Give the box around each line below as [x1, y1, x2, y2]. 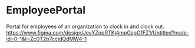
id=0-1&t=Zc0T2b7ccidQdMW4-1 [6, 35, 87, 42]
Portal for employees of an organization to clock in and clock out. [6, 23, 165, 30]
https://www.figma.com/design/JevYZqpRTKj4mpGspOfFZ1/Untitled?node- [6, 29, 190, 36]
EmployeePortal [6, 4, 86, 17]
